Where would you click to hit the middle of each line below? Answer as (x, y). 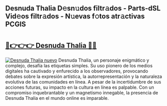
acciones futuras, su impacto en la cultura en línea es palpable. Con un (80, 87)
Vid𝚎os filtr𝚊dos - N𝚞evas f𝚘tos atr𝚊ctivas (75, 17)
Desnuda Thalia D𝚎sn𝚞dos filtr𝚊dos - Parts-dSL (83, 8)
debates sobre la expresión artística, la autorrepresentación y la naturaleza (84, 76)
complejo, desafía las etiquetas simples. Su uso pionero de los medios (79, 65)
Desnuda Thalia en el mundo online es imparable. (57, 98)
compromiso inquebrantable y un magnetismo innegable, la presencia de (82, 93)
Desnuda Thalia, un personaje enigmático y (104, 60)
